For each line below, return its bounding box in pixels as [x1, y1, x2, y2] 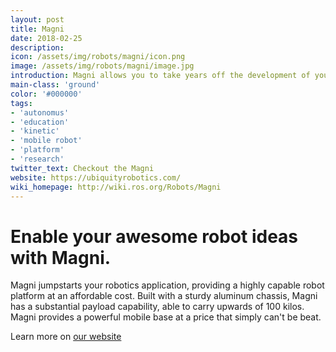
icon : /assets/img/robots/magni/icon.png [10, 52, 186, 62]
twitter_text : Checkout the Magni [10, 163, 155, 173]
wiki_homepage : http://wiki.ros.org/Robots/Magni [10, 182, 222, 192]
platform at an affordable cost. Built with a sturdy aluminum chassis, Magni [10, 290, 318, 302]
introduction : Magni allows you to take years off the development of [10, 71, 311, 81]
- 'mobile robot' [10, 136, 83, 146]
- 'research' [10, 154, 65, 164]
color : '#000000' [10, 89, 83, 99]
